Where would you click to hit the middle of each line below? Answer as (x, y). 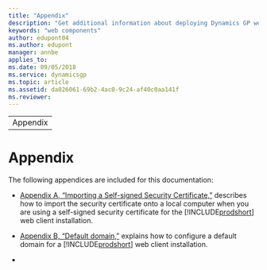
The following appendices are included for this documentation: (111, 180)
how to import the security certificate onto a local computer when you (134, 204)
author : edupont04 (39, 38)
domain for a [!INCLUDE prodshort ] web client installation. (114, 245)
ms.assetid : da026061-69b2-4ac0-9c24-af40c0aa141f (94, 89)
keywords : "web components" (55, 30)
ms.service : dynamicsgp (48, 75)
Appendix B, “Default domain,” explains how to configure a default (128, 236)
